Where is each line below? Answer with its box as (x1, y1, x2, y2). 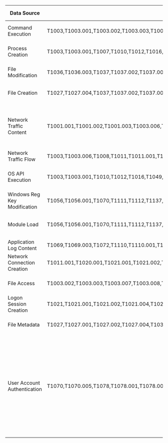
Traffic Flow (7, 156, 36, 162)
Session (7, 301, 26, 307)
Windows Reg (7, 191, 40, 197)
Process (7, 45, 27, 52)
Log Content (7, 245, 37, 252)
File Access (7, 280, 35, 287)
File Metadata (7, 321, 40, 328)
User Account (7, 379, 40, 386)
